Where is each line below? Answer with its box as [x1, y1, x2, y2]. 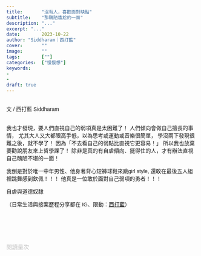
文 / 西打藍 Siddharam [6, 106, 59, 113]
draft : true [6, 82, 36, 88]
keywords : [6, 65, 31, 71]
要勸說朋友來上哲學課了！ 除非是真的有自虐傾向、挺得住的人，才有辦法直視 [6, 148, 194, 154]
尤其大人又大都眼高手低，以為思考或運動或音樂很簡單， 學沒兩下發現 [18, 133, 189, 139]
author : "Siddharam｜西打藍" [6, 37, 76, 43]
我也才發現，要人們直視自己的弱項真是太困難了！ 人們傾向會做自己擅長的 [6, 125, 188, 131]
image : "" [6, 48, 47, 54]
